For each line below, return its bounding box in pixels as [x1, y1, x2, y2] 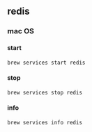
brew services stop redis [7, 89, 82, 96]
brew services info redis [7, 119, 82, 126]
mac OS [7, 26, 35, 36]
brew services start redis [7, 59, 86, 66]
